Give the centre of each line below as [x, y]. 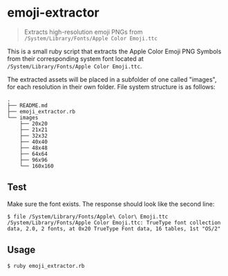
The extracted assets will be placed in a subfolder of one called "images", [112, 79]
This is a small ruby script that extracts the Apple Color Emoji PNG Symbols [114, 51]
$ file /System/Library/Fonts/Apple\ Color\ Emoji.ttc [88, 217]
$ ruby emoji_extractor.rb [46, 266]
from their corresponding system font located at [75, 58]
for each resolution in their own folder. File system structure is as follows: [111, 86]
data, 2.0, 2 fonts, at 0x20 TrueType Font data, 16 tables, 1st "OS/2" [114, 229]
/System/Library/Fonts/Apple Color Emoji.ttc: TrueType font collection [114, 223]
